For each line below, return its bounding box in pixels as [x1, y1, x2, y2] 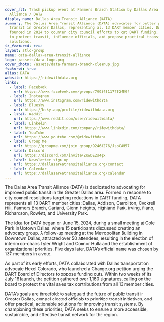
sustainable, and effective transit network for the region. [5, 312, 118, 318]
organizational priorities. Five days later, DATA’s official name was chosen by [5, 246, 159, 252]
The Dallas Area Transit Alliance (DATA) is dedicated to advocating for [5, 184, 145, 190]
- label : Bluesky [9, 103, 45, 108]
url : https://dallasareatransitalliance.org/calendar [14, 171, 125, 176]
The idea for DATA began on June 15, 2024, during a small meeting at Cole [5, 220, 155, 226]
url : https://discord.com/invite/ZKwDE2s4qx [14, 153, 106, 158]
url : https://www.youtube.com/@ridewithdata [14, 135, 106, 139]
